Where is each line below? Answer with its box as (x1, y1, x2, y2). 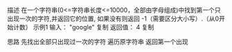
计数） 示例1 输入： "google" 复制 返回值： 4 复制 (12, 23, 154, 31)
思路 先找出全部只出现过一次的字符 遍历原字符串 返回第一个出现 (7, 38, 188, 46)
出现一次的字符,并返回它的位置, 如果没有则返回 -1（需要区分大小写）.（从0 (7, 14, 220, 23)
